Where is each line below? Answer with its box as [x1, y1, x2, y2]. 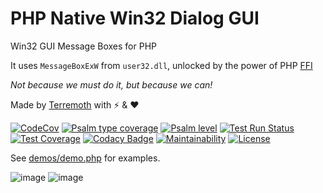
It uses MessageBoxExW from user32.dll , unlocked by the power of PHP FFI [10, 59, 313, 71]
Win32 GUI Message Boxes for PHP [10, 40, 157, 52]
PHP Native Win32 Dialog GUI [10, 7, 260, 30]
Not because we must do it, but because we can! [10, 78, 213, 91]
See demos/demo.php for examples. [10, 152, 161, 164]
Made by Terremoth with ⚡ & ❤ [10, 98, 140, 111]
